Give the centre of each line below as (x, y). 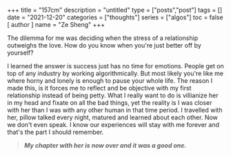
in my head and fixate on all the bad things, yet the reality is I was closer (110, 103)
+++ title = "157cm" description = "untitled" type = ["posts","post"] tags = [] (115, 10)
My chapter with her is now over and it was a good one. (105, 145)
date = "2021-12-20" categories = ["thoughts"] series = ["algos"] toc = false (115, 17)
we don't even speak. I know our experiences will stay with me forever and (113, 125)
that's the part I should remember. (56, 132)
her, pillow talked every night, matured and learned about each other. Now (113, 117)
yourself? (20, 52)
